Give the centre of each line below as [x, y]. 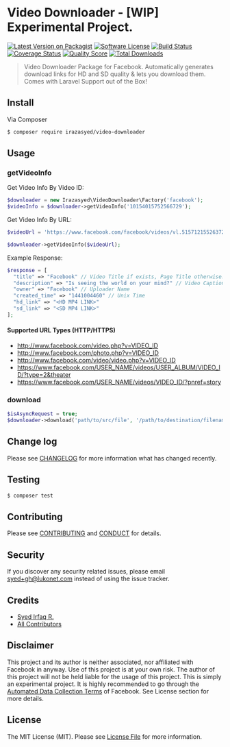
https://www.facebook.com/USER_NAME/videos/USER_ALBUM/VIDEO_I [119, 367]
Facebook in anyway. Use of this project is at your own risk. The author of [111, 669]
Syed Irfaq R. [35, 617]
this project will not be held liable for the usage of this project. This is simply [114, 676]
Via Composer [27, 119]
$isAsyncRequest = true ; [42, 414]
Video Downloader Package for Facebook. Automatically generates [118, 66]
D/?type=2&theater [44, 375]
